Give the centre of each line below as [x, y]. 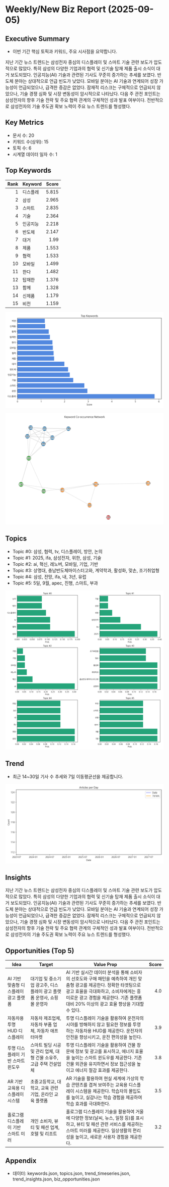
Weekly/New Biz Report [56, 9]
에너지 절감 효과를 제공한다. [102, 1070]
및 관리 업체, [42, 1051]
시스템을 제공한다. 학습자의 [101, 1091]
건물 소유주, [47, 1058]
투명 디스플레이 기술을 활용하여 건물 [101, 1045]
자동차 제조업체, [46, 1018]
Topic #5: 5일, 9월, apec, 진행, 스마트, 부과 [55, 583]
